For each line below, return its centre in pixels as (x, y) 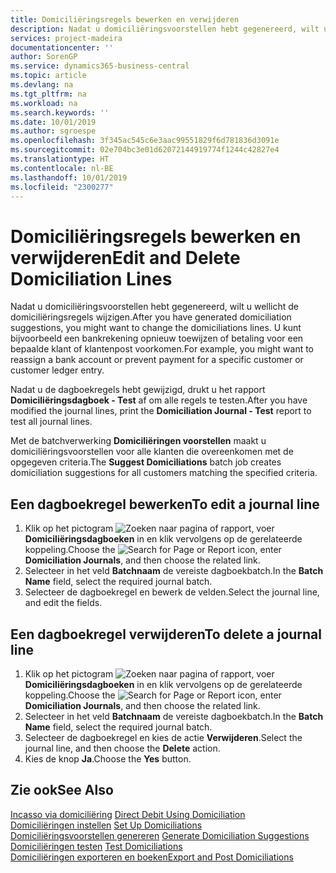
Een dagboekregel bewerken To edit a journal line (165, 504)
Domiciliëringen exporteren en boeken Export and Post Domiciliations (152, 857)
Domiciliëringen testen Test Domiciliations (96, 846)
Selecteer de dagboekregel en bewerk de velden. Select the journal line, (172, 592)
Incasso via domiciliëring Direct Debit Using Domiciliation (128, 814)
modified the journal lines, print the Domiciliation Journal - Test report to (161, 411)
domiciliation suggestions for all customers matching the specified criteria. (164, 473)
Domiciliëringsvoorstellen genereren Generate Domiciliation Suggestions (160, 835)
